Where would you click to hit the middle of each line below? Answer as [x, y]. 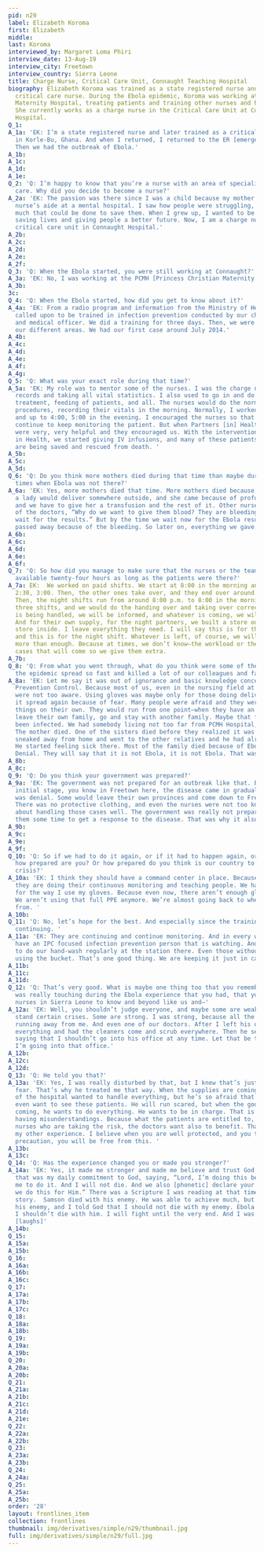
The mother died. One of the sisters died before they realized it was [135, 732]
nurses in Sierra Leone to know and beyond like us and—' [112, 1002]
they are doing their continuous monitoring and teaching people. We [131, 885]
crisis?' [29, 871]
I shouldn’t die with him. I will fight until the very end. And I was [135, 1214]
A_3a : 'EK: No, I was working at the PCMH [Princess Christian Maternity [132, 279]
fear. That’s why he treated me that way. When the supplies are [125, 1090]
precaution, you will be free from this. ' [87, 1141]
